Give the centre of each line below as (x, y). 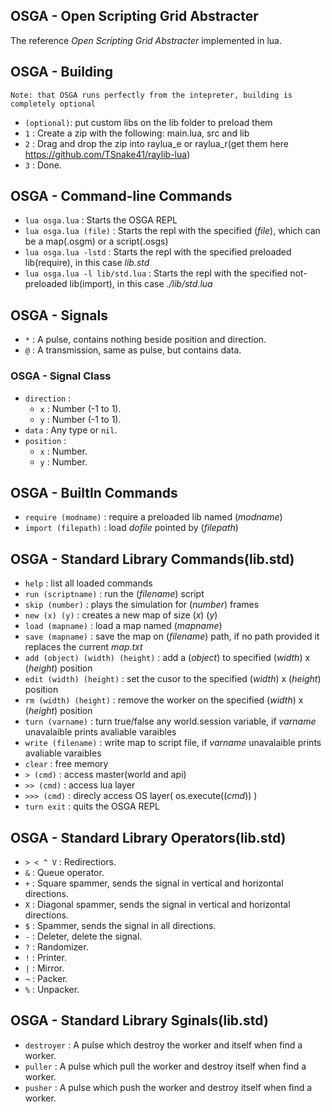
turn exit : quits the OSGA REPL (92, 806)
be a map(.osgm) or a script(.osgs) (96, 241)
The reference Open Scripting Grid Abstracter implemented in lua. (146, 40)
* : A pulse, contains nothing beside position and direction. (145, 340)
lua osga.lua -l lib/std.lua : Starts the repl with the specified (156, 273)
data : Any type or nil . (71, 430)
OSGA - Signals (59, 315)
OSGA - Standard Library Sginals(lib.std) (139, 1020)
